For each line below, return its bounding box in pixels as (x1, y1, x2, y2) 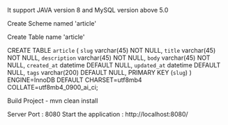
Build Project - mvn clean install (7, 97, 98, 105)
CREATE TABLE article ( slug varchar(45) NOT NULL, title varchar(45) (7, 47, 216, 54)
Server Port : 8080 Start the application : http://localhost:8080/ (7, 110, 188, 118)
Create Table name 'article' (7, 33, 85, 41)
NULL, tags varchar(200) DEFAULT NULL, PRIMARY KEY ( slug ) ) (7, 69, 192, 76)
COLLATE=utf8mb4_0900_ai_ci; (7, 83, 99, 91)
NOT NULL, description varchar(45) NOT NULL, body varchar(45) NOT (7, 53, 211, 62)
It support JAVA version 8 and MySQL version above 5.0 (7, 6, 169, 14)
